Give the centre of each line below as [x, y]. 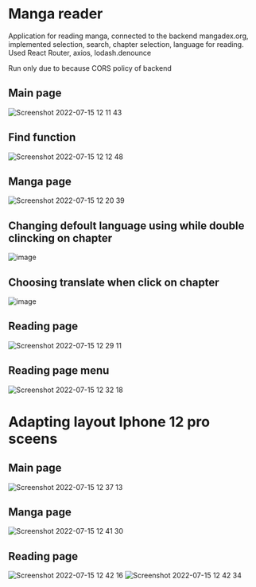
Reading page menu [59, 371]
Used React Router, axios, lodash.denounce [80, 52]
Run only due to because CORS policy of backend [90, 68]
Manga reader [56, 14]
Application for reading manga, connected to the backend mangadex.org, [128, 36]
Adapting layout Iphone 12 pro [109, 422]
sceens [33, 439]
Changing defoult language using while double [126, 225]
